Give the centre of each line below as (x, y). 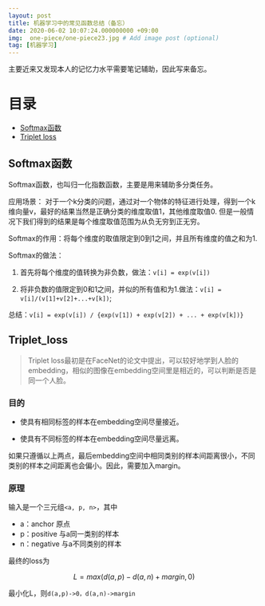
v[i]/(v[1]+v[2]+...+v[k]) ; (66, 298)
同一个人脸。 (49, 380)
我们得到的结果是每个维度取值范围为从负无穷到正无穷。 (113, 221)
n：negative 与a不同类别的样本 (71, 544)
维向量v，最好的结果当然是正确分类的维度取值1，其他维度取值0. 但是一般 (128, 211)
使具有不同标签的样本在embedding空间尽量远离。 (101, 439)
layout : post (30, 16)
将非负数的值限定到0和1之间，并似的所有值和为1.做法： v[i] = (121, 289)
